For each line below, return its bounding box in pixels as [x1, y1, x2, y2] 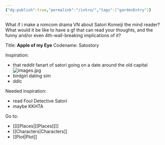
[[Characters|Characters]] [12, 128, 68, 134]
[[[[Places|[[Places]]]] [12, 123, 59, 129]
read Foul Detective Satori [12, 98, 68, 104]
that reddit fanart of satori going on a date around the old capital [12, 62, 148, 68]
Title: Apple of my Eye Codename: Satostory [5, 42, 99, 48]
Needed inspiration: [5, 88, 47, 94]
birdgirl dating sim [12, 72, 51, 79]
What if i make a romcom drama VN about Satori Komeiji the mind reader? [5, 21, 160, 27]
